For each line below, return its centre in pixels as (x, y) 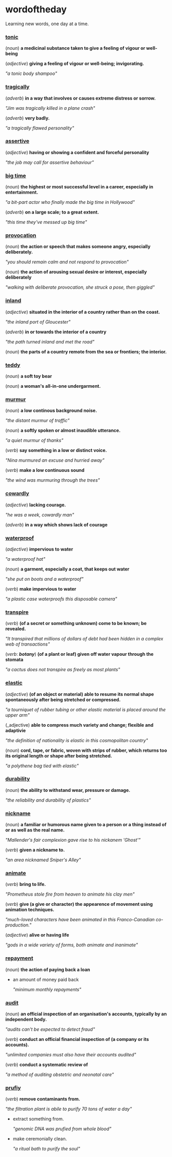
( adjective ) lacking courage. (36, 505)
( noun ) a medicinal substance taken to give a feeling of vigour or (75, 48)
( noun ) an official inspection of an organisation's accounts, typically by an (86, 1014)
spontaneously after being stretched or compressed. (63, 699)
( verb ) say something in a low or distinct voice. (56, 450)
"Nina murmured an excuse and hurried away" (55, 460)
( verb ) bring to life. (26, 884)
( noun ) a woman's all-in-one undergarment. (53, 386)
